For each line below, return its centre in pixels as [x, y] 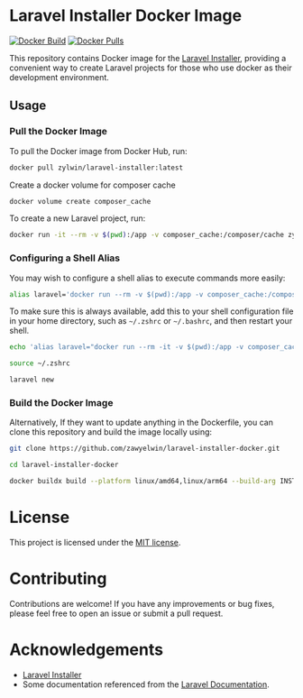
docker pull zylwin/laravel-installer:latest [96, 168]
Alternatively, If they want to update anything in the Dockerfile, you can [141, 422]
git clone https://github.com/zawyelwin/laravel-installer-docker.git [145, 449]
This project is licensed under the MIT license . [95, 542]
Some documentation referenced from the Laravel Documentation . [146, 684]
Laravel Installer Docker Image [125, 16]
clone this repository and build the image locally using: [111, 432]
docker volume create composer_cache [80, 201]
